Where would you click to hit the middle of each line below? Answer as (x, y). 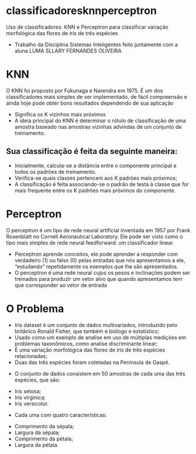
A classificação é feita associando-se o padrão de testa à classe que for (102, 184)
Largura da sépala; (37, 432)
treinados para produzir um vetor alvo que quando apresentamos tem (98, 278)
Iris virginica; (30, 397)
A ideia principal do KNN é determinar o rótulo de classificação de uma (100, 121)
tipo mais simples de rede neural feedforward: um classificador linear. (90, 243)
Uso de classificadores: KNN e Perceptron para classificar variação (87, 27)
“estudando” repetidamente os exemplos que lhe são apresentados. (96, 266)
